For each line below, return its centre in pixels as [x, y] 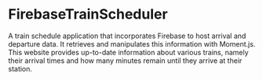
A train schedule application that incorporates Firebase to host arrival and [127, 36]
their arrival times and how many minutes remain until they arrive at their [125, 61]
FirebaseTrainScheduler [88, 14]
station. [20, 68]
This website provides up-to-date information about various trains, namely [128, 52]
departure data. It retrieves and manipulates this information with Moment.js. [132, 43]
